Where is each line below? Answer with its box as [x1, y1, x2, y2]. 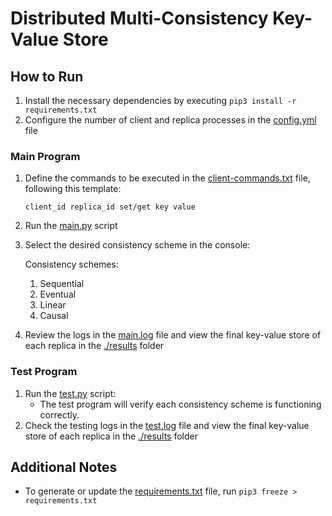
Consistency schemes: [24, 258, 119, 271]
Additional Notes [10, 458, 118, 476]
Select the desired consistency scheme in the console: [24, 239, 251, 251]
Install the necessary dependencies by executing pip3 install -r [24, 95, 297, 106]
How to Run [10, 68, 84, 85]
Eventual [39, 288, 77, 301]
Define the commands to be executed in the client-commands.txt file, [24, 172, 311, 184]
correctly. [39, 408, 80, 421]
